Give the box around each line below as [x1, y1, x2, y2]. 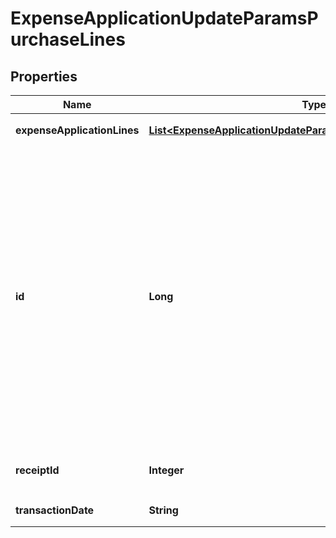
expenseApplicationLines [15, 123, 140, 137]
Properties [10, 68, 78, 85]
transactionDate [15, 503, 95, 517]
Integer [148, 463, 185, 477]
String [148, 503, 179, 517]
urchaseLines [10, 28, 126, 51]
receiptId [15, 463, 60, 477]
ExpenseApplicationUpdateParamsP [10, 7, 319, 30]
